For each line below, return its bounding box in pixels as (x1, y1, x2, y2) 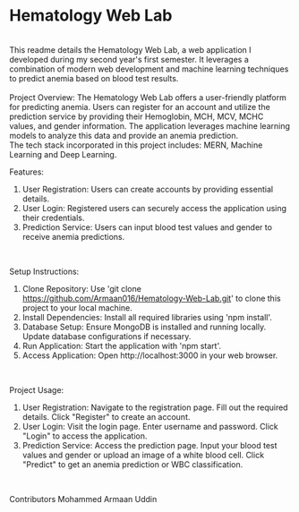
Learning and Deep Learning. (9, 149, 117, 159)
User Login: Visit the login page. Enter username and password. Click (21, 421, 279, 431)
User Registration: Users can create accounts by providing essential (21, 183, 274, 194)
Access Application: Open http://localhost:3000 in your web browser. (21, 350, 278, 361)
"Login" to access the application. (21, 431, 148, 441)
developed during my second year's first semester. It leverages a (9, 54, 249, 64)
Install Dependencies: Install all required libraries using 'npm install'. (21, 311, 273, 322)
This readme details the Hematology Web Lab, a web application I (9, 44, 252, 55)
